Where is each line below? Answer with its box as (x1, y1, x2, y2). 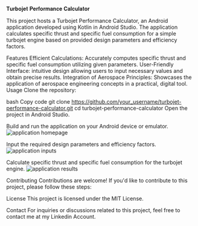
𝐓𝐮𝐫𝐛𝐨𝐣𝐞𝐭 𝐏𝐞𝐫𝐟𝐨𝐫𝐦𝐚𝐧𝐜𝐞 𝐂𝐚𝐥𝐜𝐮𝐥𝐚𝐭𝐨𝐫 (6, 5, 90, 12)
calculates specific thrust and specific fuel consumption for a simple (6, 30, 176, 37)
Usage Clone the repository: (6, 87, 77, 93)
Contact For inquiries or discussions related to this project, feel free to (6, 207, 180, 213)
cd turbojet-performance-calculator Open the (74, 105, 188, 111)
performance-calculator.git (6, 105, 74, 111)
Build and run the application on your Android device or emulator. (6, 123, 169, 130)
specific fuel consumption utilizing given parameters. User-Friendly (6, 61, 174, 68)
